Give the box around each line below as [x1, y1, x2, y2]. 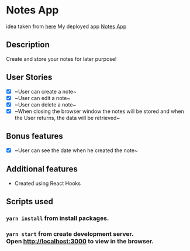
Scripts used [6, 197, 54, 207]
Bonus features [6, 131, 63, 141]
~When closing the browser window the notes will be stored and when [14, 108, 184, 115]
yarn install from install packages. [6, 214, 109, 222]
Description [6, 40, 50, 50]
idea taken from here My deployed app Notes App [6, 23, 127, 30]
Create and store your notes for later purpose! [6, 55, 117, 62]
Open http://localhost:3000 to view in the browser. [6, 237, 154, 245]
